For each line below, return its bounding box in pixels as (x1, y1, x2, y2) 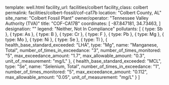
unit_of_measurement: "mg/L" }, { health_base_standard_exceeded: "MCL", (5, 58, 162, 64)
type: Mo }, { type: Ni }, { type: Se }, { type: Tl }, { (5, 36, 108, 42)
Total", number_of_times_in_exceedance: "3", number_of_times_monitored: (5, 48, 161, 53)
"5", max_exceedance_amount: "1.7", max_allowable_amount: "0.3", (5, 53, 146, 59)
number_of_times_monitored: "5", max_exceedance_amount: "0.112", (5, 69, 148, 75)
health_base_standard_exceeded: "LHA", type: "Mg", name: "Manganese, (5, 42, 158, 48)
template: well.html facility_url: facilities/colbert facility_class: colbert (5, 5, 148, 10)
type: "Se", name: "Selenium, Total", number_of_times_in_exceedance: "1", (5, 63, 160, 69)
